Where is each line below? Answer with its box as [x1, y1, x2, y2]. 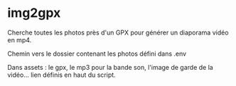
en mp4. [7, 35, 32, 44]
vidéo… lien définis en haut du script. [7, 70, 116, 79]
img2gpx [7, 5, 61, 21]
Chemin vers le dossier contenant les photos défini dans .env [7, 49, 187, 58]
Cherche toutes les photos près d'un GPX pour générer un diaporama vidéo [7, 28, 229, 37]
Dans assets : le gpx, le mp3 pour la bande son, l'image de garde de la [7, 63, 213, 71]
